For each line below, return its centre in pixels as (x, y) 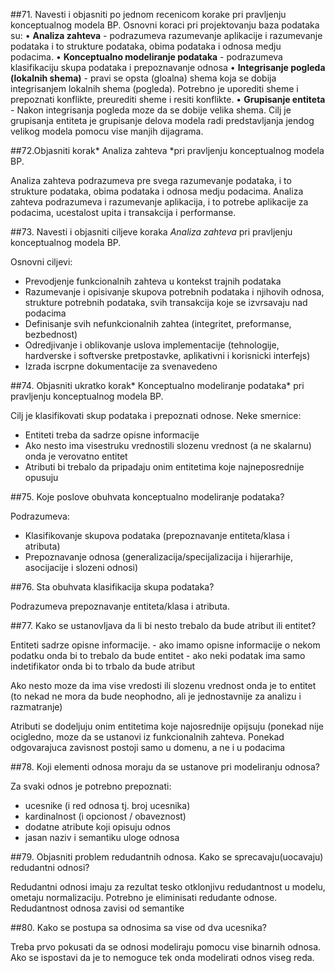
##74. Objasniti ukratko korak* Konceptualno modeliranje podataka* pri (157, 385)
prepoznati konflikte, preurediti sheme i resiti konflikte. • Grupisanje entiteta (168, 99)
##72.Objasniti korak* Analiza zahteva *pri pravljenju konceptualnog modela (167, 150)
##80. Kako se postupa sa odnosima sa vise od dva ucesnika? (138, 927)
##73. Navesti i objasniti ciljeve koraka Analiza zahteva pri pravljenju (151, 232)
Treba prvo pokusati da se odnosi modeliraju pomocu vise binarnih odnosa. (166, 947)
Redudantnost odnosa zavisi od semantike (97, 908)
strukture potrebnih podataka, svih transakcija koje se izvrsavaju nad (166, 302)
